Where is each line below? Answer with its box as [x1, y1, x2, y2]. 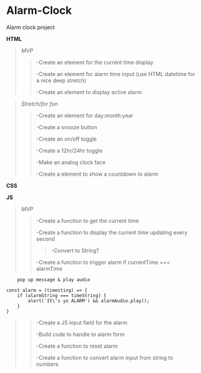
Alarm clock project [6, 24, 56, 31]
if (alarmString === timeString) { [17, 292, 107, 299]
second [36, 235, 56, 242]
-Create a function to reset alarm [36, 342, 118, 349]
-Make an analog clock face [36, 158, 106, 166]
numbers [36, 360, 59, 368]
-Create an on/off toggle [36, 135, 97, 142]
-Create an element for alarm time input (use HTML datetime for [36, 70, 196, 77]
